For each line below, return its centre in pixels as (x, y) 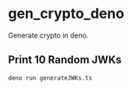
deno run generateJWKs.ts (50, 78)
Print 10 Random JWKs (65, 60)
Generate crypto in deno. (48, 35)
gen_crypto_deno (66, 14)
